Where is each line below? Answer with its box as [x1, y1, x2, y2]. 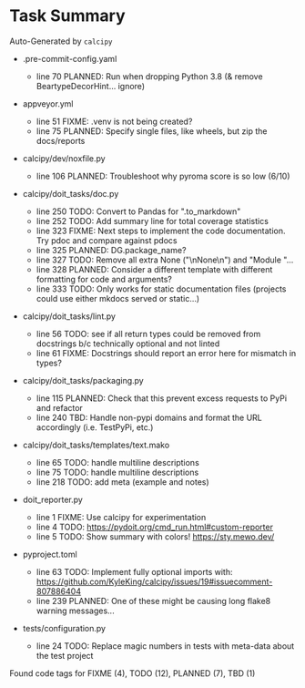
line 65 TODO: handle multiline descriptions [36, 457, 200, 467]
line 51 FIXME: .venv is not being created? [36, 116, 193, 127]
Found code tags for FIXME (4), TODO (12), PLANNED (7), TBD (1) [9, 667, 256, 679]
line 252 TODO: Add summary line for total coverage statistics [36, 215, 269, 226]
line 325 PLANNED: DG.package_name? [36, 244, 187, 255]
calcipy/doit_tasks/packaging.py [22, 375, 144, 385]
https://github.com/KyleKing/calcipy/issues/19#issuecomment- [36, 576, 273, 587]
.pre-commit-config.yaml [22, 53, 117, 64]
